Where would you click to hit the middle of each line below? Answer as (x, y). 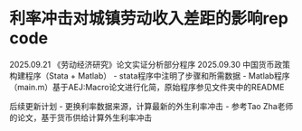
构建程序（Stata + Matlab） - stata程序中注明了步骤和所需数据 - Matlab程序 (150, 75)
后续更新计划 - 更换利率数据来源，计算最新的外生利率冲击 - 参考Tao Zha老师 (151, 106)
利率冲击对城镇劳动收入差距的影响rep (149, 19)
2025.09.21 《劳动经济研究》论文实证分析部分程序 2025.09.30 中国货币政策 (150, 64)
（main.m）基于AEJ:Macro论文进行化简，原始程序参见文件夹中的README (147, 87)
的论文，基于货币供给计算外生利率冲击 (80, 117)
